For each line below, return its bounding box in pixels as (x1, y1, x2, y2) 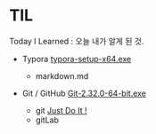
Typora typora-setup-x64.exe (21, 53, 132, 64)
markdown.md (35, 70, 89, 81)
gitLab (35, 114, 60, 125)
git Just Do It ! (35, 105, 87, 115)
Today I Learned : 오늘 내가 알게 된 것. (9, 35, 144, 46)
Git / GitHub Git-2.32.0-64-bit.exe (21, 88, 147, 99)
